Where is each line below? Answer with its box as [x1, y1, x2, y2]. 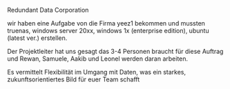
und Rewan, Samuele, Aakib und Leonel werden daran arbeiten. [7, 55, 189, 63]
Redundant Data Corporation [7, 6, 89, 14]
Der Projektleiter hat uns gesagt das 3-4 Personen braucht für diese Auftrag [7, 48, 224, 55]
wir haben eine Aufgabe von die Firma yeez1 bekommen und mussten [7, 19, 206, 27]
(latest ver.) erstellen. [7, 34, 68, 42]
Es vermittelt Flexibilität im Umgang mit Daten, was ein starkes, [7, 68, 186, 76]
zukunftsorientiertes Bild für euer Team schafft [7, 75, 140, 83]
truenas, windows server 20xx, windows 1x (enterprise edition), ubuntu [7, 27, 209, 34]
